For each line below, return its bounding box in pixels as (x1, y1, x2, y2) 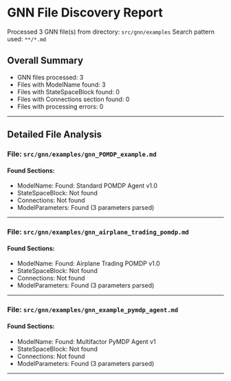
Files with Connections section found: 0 (16, 95, 130, 103)
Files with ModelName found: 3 (16, 80, 106, 89)
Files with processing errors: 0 (16, 102, 104, 111)
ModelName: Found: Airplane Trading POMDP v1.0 (16, 259, 160, 268)
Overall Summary (7, 55, 84, 67)
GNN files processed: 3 (16, 73, 84, 81)
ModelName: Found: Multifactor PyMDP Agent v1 (16, 337, 156, 345)
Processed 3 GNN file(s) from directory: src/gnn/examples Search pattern (7, 28, 215, 36)
